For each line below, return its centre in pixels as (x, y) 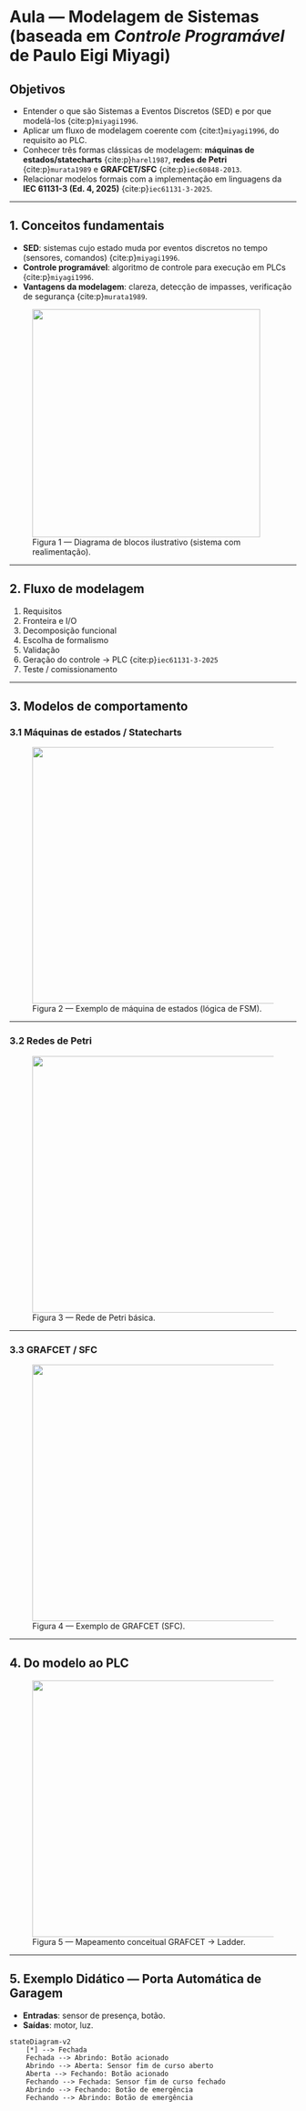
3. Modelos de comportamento (99, 707)
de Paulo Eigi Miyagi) (90, 56)
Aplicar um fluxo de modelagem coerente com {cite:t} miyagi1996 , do (151, 130)
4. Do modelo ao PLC (69, 1664)
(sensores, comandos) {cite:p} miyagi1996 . (101, 257)
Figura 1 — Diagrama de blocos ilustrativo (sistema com (137, 542)
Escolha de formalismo (66, 640)
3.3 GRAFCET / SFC (54, 1349)
